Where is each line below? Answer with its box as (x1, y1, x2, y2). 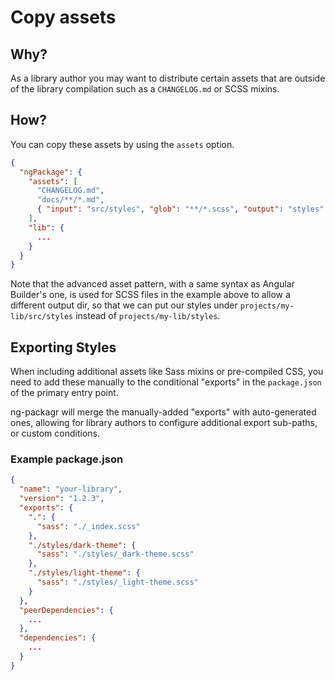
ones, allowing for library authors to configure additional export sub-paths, (10, 417, 318, 429)
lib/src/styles (10, 312, 74, 322)
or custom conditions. (10, 427, 100, 440)
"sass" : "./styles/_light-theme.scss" (36, 577, 199, 588)
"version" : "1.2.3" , (19, 494, 105, 504)
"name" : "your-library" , (19, 484, 123, 495)
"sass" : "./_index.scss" (36, 521, 141, 531)
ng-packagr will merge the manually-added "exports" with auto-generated (10, 406, 317, 418)
